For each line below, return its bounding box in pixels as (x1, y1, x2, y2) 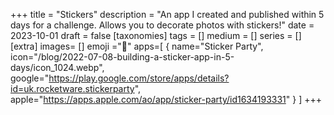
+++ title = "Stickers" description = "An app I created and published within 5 (10, 9, 325, 20)
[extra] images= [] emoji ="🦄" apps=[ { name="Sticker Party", (10, 40, 264, 52)
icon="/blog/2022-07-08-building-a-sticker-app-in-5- (10, 51, 235, 63)
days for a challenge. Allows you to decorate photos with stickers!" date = (10, 19, 315, 31)
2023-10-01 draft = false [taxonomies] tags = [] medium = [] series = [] (10, 30, 302, 41)
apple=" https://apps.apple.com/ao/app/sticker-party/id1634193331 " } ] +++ (10, 94, 322, 105)
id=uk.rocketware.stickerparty (10, 83, 135, 94)
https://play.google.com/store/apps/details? (48, 72, 230, 84)
